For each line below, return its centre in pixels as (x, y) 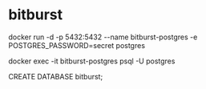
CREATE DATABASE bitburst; (56, 76)
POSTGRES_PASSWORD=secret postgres (77, 45)
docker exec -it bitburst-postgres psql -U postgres (92, 61)
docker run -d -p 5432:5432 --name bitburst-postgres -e (103, 37)
